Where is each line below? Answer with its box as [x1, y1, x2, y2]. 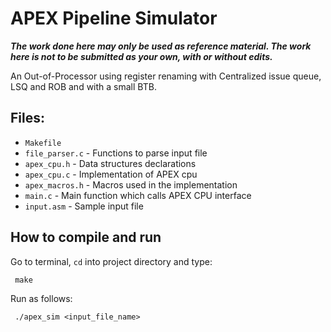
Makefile [24, 138, 62, 148]
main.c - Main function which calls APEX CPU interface [24, 189, 252, 201]
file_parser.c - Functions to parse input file [24, 147, 208, 159]
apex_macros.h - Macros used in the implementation [24, 178, 238, 191]
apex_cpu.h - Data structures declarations [24, 157, 197, 169]
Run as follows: [10, 292, 73, 304]
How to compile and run [10, 229, 162, 246]
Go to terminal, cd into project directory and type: [10, 255, 213, 267]
